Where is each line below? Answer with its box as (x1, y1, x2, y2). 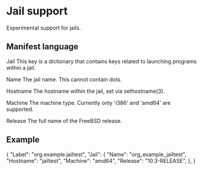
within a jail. (6, 64, 36, 71)
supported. (6, 105, 34, 113)
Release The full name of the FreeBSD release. (6, 117, 123, 124)
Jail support (6, 4, 68, 18)
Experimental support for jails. (6, 24, 82, 31)
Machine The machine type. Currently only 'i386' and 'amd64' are (6, 99, 171, 106)
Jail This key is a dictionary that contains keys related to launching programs (6, 57, 197, 65)
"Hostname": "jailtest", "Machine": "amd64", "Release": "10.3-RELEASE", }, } (6, 157, 196, 164)
